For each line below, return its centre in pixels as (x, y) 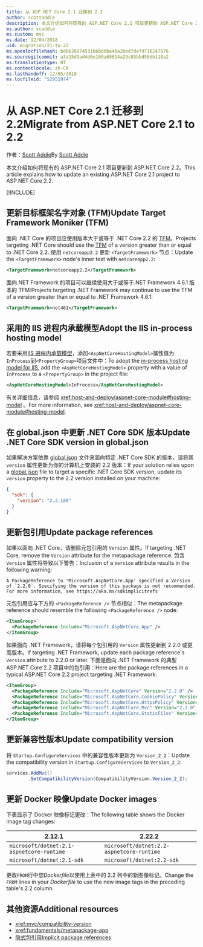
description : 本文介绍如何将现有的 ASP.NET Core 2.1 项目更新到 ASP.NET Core (100, 23)
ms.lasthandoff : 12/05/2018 (42, 74)
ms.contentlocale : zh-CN (37, 68)
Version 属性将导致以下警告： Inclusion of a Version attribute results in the (98, 563)
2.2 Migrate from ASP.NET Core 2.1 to (101, 124)
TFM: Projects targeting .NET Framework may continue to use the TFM (105, 290)
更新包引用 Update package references (80, 532)
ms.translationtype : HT (36, 62)
